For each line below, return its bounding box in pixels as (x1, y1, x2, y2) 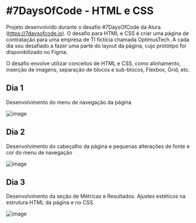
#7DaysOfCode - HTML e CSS (6, 4, 154, 18)
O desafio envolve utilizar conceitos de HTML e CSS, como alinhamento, (6, 60, 181, 67)
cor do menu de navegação (6, 148, 73, 156)
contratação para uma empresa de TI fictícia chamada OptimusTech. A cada (6, 36, 190, 43)
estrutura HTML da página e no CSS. (6, 199, 95, 206)
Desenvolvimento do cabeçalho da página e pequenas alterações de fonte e (6, 143, 190, 150)
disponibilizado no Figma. (6, 48, 68, 55)
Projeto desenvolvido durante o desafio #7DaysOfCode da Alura (6, 23, 161, 31)
